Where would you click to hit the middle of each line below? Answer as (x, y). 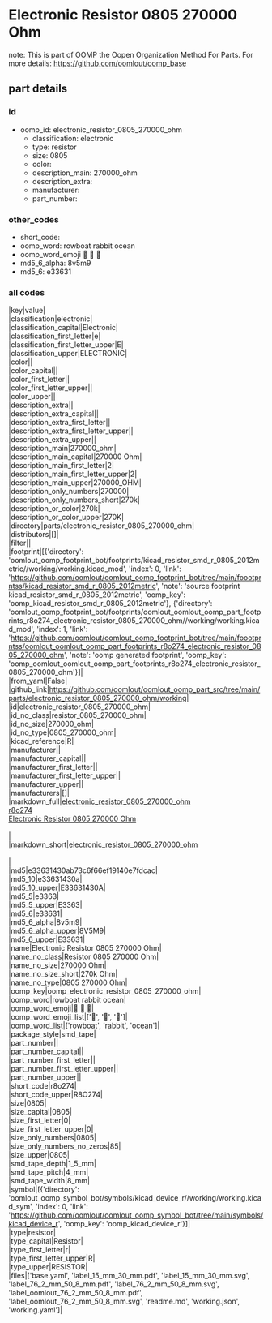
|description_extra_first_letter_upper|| (71, 431)
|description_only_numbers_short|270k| (74, 500)
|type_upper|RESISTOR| (48, 1267)
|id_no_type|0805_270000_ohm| (62, 732)
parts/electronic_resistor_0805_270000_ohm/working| (99, 698)
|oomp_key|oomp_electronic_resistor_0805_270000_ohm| (105, 991)
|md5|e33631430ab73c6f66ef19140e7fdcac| (83, 870)
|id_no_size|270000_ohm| (51, 724)
